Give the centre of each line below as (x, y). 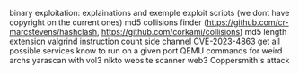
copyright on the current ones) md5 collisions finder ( (108, 22)
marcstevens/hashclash (53, 32)
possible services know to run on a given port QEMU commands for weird (146, 51)
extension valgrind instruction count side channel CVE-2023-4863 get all (145, 41)
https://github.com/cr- (247, 22)
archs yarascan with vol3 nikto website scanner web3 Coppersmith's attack (149, 60)
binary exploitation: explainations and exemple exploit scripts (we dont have (149, 13)
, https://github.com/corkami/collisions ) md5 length (192, 32)
